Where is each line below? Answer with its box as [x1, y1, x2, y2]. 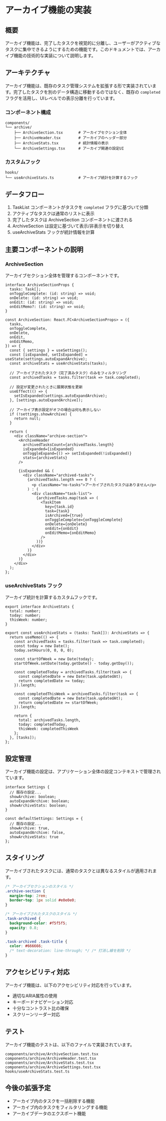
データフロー [5, 190, 45, 198]
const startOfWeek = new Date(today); [14, 656, 94, 662]
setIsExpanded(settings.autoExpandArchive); [14, 393, 108, 398]
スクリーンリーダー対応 [12, 1011, 60, 1017]
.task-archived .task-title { [5, 939, 68, 944]
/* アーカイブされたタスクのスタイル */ [5, 912, 78, 917]
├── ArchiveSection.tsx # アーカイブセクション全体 [14, 130, 127, 135]
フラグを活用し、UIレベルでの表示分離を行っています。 [5, 95, 118, 101]
